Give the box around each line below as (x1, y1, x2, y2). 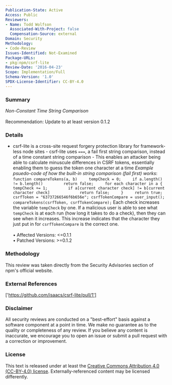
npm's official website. (5, 267, 53, 274)
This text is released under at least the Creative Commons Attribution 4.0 (5, 362, 160, 369)
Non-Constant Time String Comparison (5, 108, 89, 114)
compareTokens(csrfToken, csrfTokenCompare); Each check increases (12, 199, 160, 205)
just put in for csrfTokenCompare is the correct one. (12, 221, 119, 227)
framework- (140, 143, 166, 149)
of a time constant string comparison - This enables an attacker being (12, 154, 161, 160)
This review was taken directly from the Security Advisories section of (5, 262, 154, 268)
